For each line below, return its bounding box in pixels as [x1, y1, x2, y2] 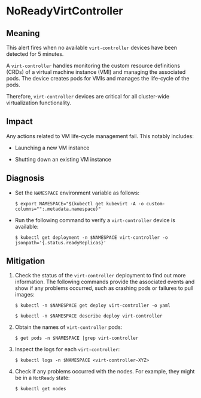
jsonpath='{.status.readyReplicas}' [14, 240, 106, 246]
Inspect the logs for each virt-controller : [14, 346, 120, 353]
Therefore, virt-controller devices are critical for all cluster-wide [6, 93, 169, 100]
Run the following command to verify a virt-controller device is [14, 216, 175, 223]
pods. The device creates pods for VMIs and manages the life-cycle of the [6, 75, 190, 82]
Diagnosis [6, 173, 45, 184]
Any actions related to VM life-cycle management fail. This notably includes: [6, 132, 194, 139]
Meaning [6, 28, 40, 38]
